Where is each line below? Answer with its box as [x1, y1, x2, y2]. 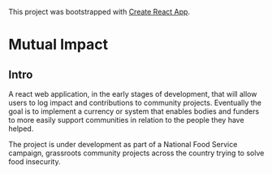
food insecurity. [8, 157, 61, 166]
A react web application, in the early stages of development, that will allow [8, 89, 257, 98]
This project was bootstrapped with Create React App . [8, 7, 191, 16]
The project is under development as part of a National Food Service [8, 140, 238, 149]
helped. [8, 124, 34, 133]
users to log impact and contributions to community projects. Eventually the [8, 98, 262, 107]
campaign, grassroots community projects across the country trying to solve [8, 148, 265, 158]
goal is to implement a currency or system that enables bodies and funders [8, 107, 260, 116]
